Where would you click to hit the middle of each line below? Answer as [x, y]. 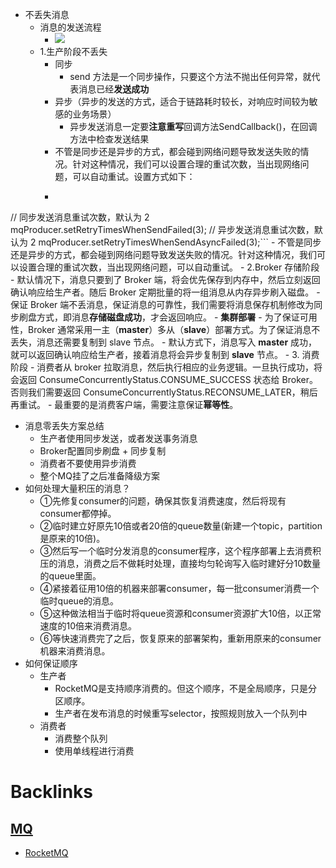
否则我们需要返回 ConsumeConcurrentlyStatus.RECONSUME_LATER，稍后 [164, 392]
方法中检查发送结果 [109, 139]
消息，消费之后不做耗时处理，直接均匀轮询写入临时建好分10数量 [189, 563]
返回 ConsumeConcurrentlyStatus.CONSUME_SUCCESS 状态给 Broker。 [168, 379]
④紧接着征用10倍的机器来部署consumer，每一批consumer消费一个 [179, 588]
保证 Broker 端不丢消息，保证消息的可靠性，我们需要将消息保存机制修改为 [162, 304]
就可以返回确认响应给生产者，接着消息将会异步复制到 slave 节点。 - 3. [155, 354]
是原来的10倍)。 [72, 538]
